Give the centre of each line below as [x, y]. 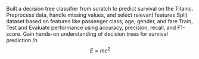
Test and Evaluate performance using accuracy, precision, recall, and [91, 27]
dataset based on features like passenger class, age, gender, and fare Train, [99, 21]
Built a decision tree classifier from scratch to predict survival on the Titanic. [100, 9]
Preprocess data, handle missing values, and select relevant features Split [97, 15]
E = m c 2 [100, 50]
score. [14, 34]
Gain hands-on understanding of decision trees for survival [95, 34]
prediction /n [22, 40]
